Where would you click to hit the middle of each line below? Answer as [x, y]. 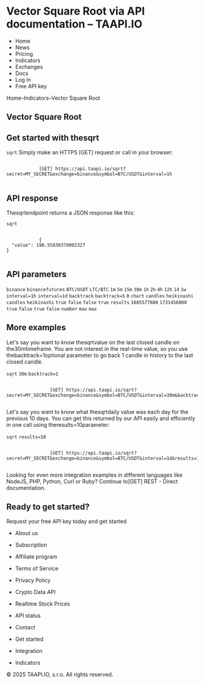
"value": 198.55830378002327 [49, 245]
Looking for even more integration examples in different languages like [94, 475]
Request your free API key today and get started [66, 522]
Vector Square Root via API [76, 11]
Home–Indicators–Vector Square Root [53, 98]
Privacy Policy [33, 580]
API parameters [36, 275]
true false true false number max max [52, 309]
